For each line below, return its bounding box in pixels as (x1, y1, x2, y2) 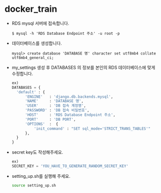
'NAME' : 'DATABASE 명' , (25, 99, 84, 104)
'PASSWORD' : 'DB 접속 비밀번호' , (25, 108, 89, 113)
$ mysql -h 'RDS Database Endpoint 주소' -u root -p (11, 31, 120, 36)
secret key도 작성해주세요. (11, 149, 63, 155)
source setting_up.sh (11, 183, 56, 188)
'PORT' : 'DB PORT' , (25, 117, 76, 122)
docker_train (4, 3, 57, 15)
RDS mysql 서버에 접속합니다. (11, 20, 70, 26)
